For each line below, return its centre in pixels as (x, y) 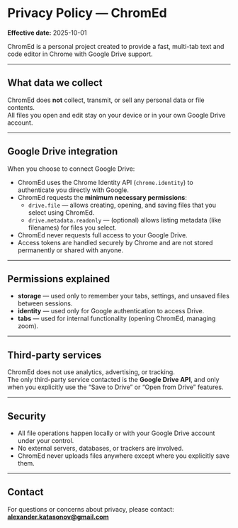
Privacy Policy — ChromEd (87, 13)
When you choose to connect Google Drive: (71, 169)
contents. (21, 107)
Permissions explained (59, 279)
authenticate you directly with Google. (73, 190)
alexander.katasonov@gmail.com (58, 517)
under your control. (46, 440)
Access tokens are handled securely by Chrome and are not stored (115, 242)
